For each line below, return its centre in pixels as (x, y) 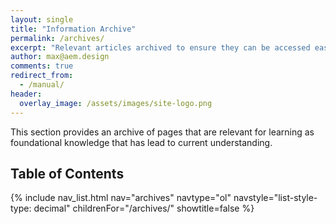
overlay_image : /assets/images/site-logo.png (116, 103)
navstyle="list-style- (275, 198)
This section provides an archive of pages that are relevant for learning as (162, 132)
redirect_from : (42, 76)
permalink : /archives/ (57, 38)
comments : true (42, 66)
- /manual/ (42, 85)
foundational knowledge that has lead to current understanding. (141, 142)
